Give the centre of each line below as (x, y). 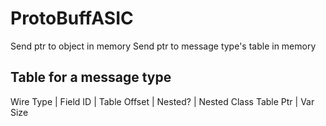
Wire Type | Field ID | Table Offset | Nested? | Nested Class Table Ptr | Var (162, 101)
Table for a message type (91, 77)
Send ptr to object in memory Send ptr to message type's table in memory (163, 46)
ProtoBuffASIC (72, 18)
